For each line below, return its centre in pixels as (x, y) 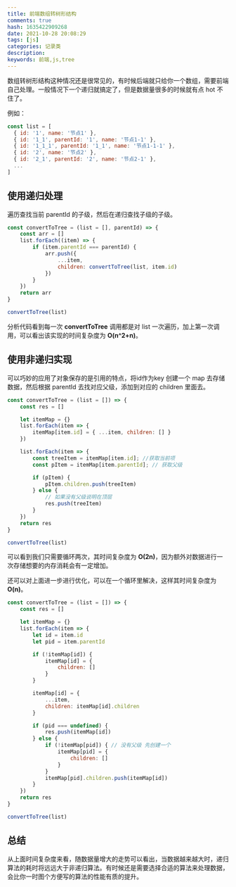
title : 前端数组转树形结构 (42, 14)
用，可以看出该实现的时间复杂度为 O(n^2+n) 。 (75, 335)
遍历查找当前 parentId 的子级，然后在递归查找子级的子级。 (92, 214)
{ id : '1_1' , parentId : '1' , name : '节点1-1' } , (85, 139)
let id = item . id (58, 635)
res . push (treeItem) (73, 504)
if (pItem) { (52, 477)
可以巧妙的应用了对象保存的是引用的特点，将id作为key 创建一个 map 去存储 (116, 378)
